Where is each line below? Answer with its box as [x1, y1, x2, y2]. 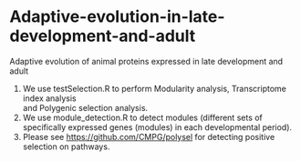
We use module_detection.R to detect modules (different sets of [22, 112, 263, 123]
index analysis [22, 93, 77, 104]
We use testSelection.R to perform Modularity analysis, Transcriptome [22, 83, 287, 94]
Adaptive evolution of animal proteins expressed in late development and [9, 55, 284, 66]
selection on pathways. [22, 141, 110, 152]
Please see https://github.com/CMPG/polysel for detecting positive [22, 131, 275, 142]
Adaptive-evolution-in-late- [9, 6, 225, 27]
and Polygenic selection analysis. [22, 102, 149, 113]
